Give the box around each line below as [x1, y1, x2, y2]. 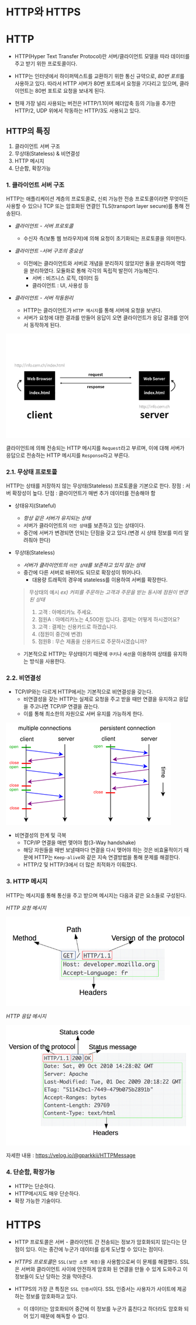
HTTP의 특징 [6, 126, 51, 136]
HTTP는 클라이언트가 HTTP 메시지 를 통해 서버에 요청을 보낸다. [23, 307, 163, 314]
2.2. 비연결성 [6, 674, 42, 682]
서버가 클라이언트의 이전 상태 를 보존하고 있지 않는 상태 [23, 561, 145, 569]
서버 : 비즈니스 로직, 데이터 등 [32, 274, 99, 282]
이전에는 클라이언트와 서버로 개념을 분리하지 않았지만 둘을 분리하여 [23, 260, 176, 267]
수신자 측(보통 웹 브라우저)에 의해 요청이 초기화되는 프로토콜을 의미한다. [23, 235, 187, 242]
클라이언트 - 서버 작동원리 [14, 294, 74, 301]
